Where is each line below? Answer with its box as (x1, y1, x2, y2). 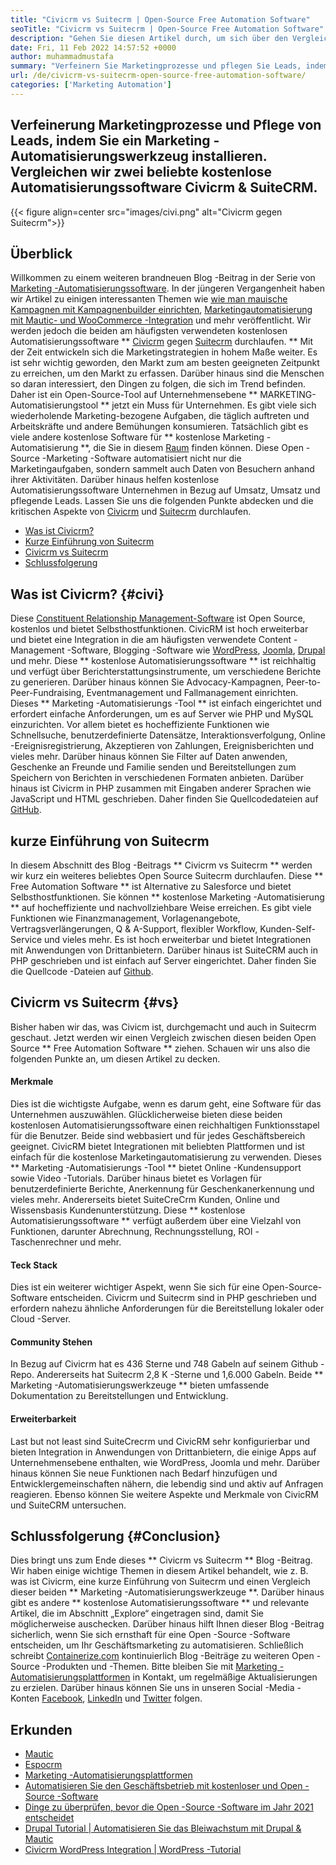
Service (10, 934, 43, 945)
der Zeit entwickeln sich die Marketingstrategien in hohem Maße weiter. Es (10, 346, 318, 358)
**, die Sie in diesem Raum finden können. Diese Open (80, 442, 304, 454)
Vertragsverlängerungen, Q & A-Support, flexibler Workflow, (10, 923, 258, 935)
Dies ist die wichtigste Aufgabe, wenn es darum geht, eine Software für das (10, 1098, 322, 1110)
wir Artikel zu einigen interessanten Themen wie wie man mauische (10, 293, 288, 305)
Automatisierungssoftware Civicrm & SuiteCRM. (10, 179, 318, 196)
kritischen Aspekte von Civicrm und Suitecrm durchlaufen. (10, 506, 252, 518)
